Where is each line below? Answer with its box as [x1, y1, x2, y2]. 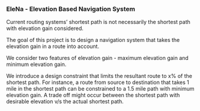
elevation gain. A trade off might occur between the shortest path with [6, 92, 180, 99]
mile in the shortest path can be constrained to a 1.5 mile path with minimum [6, 85, 195, 92]
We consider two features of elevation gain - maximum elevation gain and [6, 55, 189, 62]
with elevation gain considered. [6, 25, 84, 32]
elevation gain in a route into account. [6, 43, 100, 50]
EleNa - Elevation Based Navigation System [6, 5, 135, 13]
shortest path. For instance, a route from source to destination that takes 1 [6, 79, 189, 86]
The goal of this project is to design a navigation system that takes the [6, 37, 180, 44]
